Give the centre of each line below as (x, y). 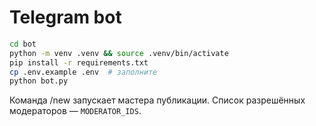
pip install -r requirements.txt (79, 62)
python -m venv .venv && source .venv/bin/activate (119, 53)
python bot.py (39, 81)
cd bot (23, 44)
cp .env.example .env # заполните (83, 72)
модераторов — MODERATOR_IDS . (75, 111)
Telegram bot (65, 17)
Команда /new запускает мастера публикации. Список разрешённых (157, 100)
